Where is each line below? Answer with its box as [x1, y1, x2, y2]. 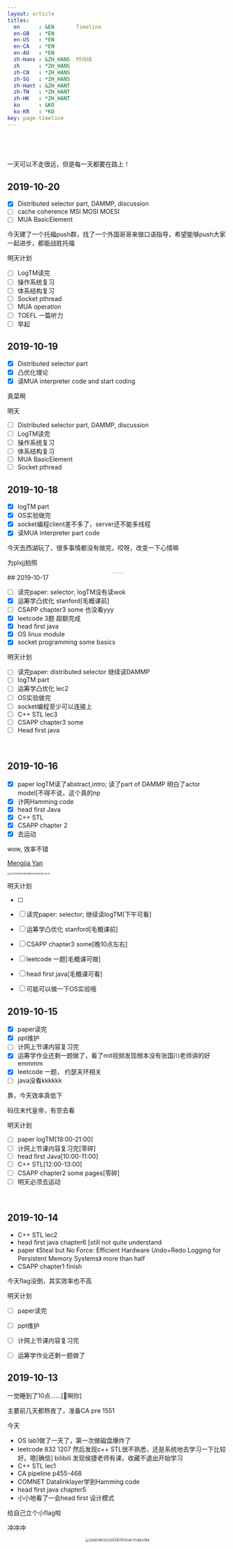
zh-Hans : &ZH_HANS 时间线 [13, 56, 92, 63]
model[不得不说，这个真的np [17, 789, 101, 797]
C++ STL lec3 [17, 710, 58, 718]
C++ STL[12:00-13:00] [17, 1160, 83, 1168]
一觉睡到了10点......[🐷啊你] [7, 1391, 83, 1400]
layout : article [7, 10, 55, 18]
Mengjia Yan [7, 859, 43, 867]
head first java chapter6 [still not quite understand [17, 1238, 162, 1246]
